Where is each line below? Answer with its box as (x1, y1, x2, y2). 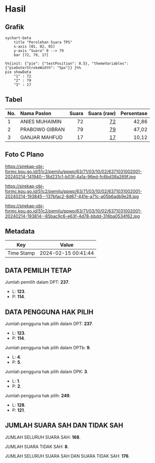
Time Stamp (7, 250, 35, 257)
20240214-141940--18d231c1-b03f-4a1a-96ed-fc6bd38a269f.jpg (5, 173, 136, 179)
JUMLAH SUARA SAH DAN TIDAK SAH (5, 421, 124, 429)
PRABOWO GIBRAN (20, 126, 65, 133)
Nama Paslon (20, 110, 52, 117)
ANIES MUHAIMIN (20, 118, 62, 125)
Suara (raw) (88, 110, 116, 117)
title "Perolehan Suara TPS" (14, 40, 73, 45)
